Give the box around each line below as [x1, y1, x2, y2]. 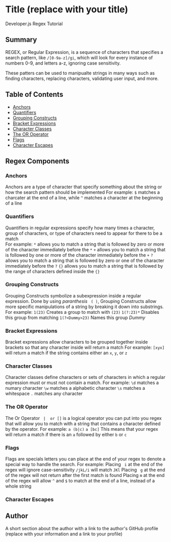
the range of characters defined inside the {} [5, 268, 100, 274]
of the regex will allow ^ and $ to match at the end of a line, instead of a [5, 478, 155, 484]
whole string [5, 483, 32, 489]
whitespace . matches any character [5, 391, 83, 397]
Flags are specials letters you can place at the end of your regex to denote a [5, 456, 166, 462]
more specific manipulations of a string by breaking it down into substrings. [5, 304, 164, 310]
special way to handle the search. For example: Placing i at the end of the [5, 461, 163, 468]
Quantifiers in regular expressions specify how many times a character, [5, 225, 155, 231]
